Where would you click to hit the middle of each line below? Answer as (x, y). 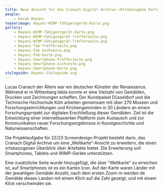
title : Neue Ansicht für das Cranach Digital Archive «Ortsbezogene (76, 9)
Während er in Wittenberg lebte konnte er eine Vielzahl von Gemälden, (75, 92)
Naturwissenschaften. (27, 128)
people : (13, 14)
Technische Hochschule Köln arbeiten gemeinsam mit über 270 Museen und (81, 102)
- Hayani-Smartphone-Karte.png (45, 69)
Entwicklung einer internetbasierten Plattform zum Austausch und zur (75, 118)
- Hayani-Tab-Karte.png (38, 55)
